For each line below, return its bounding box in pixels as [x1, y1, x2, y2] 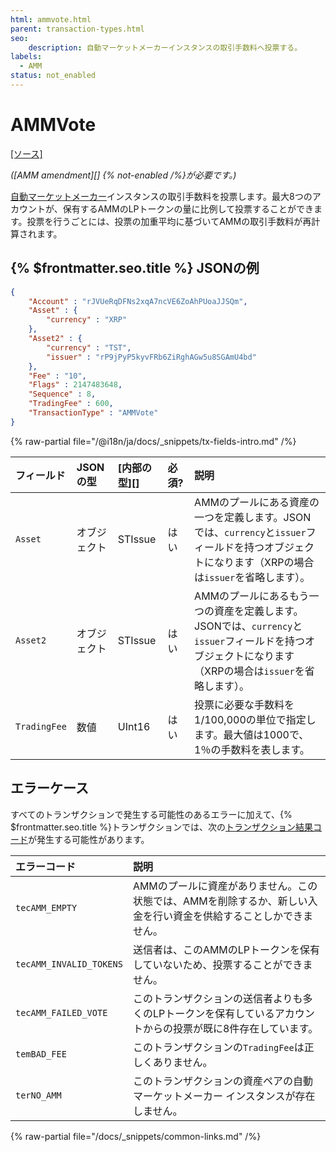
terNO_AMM [15, 1089, 62, 1101]
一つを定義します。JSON [194, 510, 312, 524]
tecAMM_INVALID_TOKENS [15, 958, 123, 970]
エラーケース [10, 780, 89, 797]
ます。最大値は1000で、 [194, 727, 310, 741]
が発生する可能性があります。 [28, 833, 150, 845]
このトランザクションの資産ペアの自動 [132, 1074, 313, 1088]
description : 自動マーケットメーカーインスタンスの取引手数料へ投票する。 [28, 42, 303, 53]
